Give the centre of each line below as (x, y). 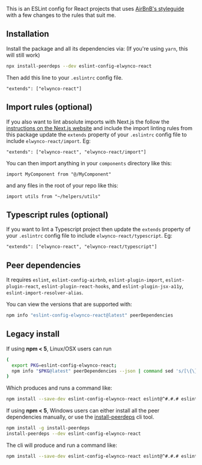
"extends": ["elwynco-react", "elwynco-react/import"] (76, 152)
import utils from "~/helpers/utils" (54, 196)
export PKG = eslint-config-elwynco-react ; (64, 365)
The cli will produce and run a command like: (62, 445)
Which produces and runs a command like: (59, 388)
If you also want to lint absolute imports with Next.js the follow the (88, 122)
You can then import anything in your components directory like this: (89, 163)
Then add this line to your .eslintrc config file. (65, 77)
